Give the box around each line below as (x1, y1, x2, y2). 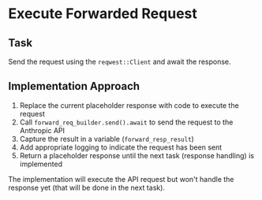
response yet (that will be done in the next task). (8, 183, 166, 192)
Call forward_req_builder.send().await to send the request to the (19, 117, 234, 127)
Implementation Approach (8, 80, 140, 93)
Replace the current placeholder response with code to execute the (19, 100, 239, 110)
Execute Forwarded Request (8, 5, 197, 23)
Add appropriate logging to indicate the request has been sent (19, 143, 223, 152)
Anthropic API (19, 125, 65, 135)
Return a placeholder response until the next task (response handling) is (19, 150, 255, 160)
